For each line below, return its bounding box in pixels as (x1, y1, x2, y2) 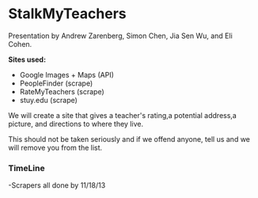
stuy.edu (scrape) (19, 95, 78, 105)
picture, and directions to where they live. (8, 119, 144, 128)
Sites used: (8, 55, 46, 64)
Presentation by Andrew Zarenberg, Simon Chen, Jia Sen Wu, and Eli (8, 31, 233, 40)
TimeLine (8, 162, 45, 173)
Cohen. (8, 39, 32, 48)
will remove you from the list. (8, 143, 103, 152)
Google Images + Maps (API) (19, 70, 115, 79)
